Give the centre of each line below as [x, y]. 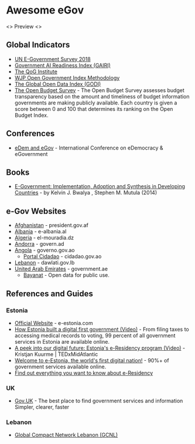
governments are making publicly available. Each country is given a [96, 103]
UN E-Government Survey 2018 [52, 59]
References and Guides [50, 294]
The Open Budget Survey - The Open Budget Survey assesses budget [99, 90]
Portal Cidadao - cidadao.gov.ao [62, 256]
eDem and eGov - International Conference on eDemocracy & [89, 148]
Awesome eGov [45, 10]
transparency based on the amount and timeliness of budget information [102, 96]
